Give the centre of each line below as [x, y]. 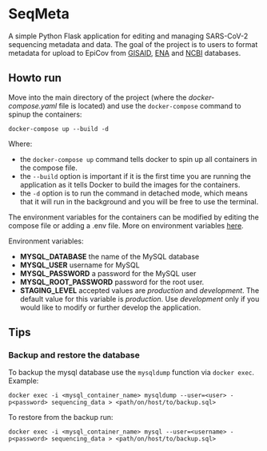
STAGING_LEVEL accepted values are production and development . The [139, 290]
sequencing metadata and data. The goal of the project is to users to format [133, 44]
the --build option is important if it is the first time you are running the [135, 176]
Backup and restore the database [74, 355]
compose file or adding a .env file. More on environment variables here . [126, 225]
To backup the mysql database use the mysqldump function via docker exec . [131, 373]
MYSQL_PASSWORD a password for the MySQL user [108, 273]
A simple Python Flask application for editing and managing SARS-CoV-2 [128, 36]
